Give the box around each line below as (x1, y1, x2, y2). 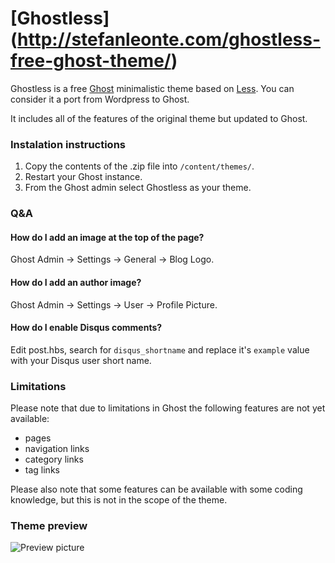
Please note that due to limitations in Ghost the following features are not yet (10, 402, 326, 414)
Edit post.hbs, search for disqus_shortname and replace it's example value (10, 343, 310, 356)
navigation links (24, 443, 90, 455)
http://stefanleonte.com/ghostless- (17, 28, 322, 51)
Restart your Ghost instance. (24, 171, 143, 183)
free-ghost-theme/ (10, 50, 172, 72)
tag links (24, 464, 60, 476)
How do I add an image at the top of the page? (10, 231, 205, 243)
